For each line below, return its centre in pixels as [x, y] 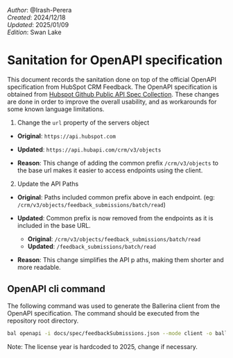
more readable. [39, 267]
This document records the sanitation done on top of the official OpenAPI [112, 79]
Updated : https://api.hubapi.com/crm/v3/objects [89, 149]
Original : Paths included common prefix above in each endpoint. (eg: [116, 197]
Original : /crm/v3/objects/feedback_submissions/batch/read [114, 238]
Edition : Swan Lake [34, 32]
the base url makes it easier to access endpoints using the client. [110, 170]
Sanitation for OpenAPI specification [115, 60]
